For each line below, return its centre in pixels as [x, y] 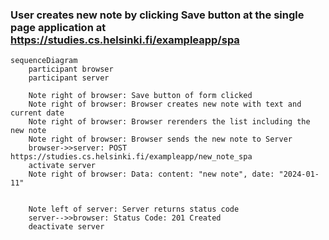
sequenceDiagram [44, 61]
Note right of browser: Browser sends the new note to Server [160, 139]
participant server [69, 78]
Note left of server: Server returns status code [134, 209]
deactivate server [66, 227]
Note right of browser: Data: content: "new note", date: [151, 174]
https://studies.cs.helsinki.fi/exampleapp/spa [125, 40]
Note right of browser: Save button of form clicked [140, 96]
